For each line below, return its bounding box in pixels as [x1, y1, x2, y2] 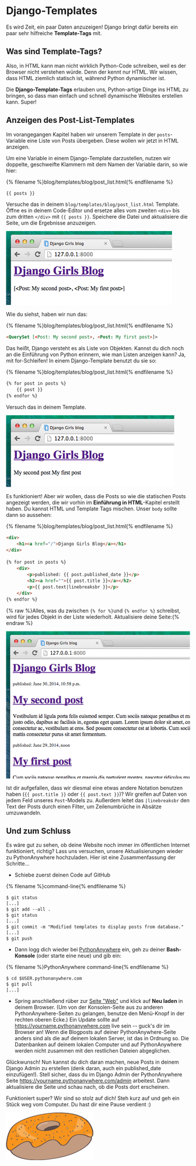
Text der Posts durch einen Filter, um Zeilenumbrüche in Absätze [6, 803, 162, 810]
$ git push [6, 936, 33, 942]
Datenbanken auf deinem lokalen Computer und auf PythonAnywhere [14, 1041, 182, 1048]
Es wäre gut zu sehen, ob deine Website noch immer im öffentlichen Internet [6, 841, 190, 848]
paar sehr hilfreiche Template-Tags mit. [6, 29, 102, 36]
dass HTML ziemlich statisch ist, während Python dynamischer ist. [6, 74, 166, 81]
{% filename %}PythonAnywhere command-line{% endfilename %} [6, 964, 169, 971]
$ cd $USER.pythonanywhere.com [6, 975, 82, 982]
